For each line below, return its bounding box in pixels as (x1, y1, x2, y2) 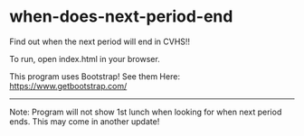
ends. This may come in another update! (9, 115, 160, 127)
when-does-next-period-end (9, 6, 233, 27)
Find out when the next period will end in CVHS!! (9, 36, 191, 47)
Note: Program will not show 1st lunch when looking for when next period (9, 106, 282, 117)
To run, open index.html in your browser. (9, 53, 160, 64)
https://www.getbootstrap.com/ (9, 80, 128, 91)
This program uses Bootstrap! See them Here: (9, 70, 181, 82)
